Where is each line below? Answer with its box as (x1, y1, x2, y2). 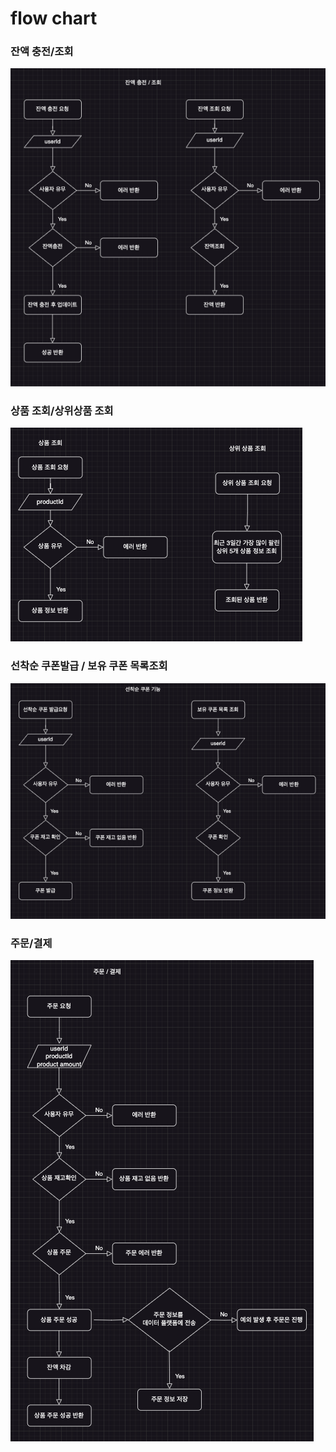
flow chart (10, 7, 98, 30)
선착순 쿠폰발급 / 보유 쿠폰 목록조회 (10, 659, 168, 673)
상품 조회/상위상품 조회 (10, 403, 114, 417)
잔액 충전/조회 (10, 45, 74, 59)
